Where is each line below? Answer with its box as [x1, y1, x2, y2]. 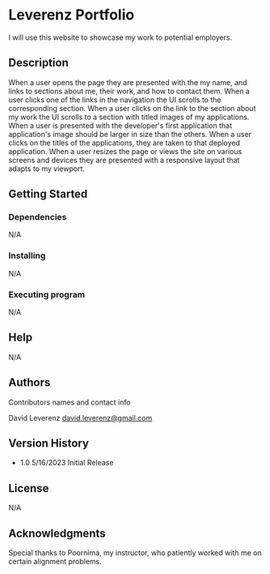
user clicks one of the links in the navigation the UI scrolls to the [8, 95, 221, 105]
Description [8, 56, 69, 70]
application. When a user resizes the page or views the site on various [8, 146, 243, 156]
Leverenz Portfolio [8, 6, 135, 24]
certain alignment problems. [8, 557, 103, 567]
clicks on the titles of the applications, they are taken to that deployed [8, 138, 240, 148]
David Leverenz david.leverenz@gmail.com [8, 413, 153, 422]
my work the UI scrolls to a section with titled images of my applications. [8, 112, 250, 122]
